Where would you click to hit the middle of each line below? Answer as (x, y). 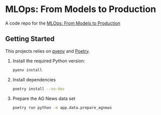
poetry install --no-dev (38, 89)
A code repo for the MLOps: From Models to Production (63, 23)
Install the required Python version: (49, 61)
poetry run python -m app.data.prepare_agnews (62, 107)
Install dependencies (34, 79)
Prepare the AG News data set (44, 98)
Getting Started (30, 39)
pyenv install (27, 70)
